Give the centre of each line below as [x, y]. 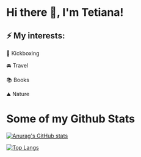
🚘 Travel [17, 65]
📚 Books [18, 80]
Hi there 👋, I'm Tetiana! [65, 12]
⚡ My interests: [36, 36]
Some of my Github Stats [71, 119]
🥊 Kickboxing [23, 53]
